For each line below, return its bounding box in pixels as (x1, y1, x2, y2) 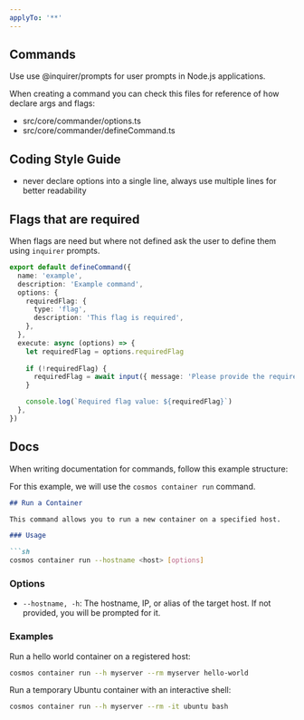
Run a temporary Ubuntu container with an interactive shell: (9, 685, 232, 696)
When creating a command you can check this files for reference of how (9, 88, 280, 100)
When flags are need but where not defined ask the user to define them (9, 236, 277, 247)
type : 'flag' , (33, 305, 88, 314)
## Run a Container (9, 498, 83, 508)
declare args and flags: (9, 98, 96, 109)
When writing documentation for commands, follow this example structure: (9, 463, 289, 474)
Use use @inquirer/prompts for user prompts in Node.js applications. (9, 71, 266, 82)
